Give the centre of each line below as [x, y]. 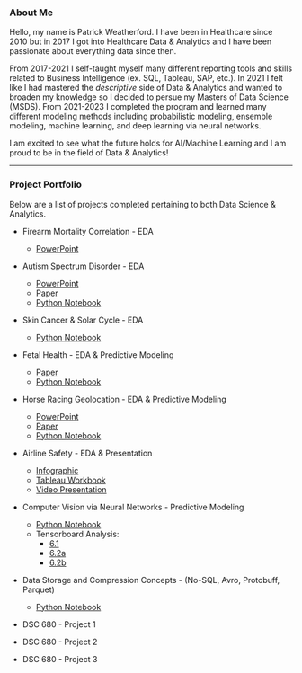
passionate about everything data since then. [93, 51]
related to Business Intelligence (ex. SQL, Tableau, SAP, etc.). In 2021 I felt [146, 78]
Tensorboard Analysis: [77, 534]
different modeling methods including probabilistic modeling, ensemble [141, 116]
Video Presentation [71, 489]
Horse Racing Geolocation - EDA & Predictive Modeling [124, 399]
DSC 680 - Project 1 [59, 624]
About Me [31, 13]
